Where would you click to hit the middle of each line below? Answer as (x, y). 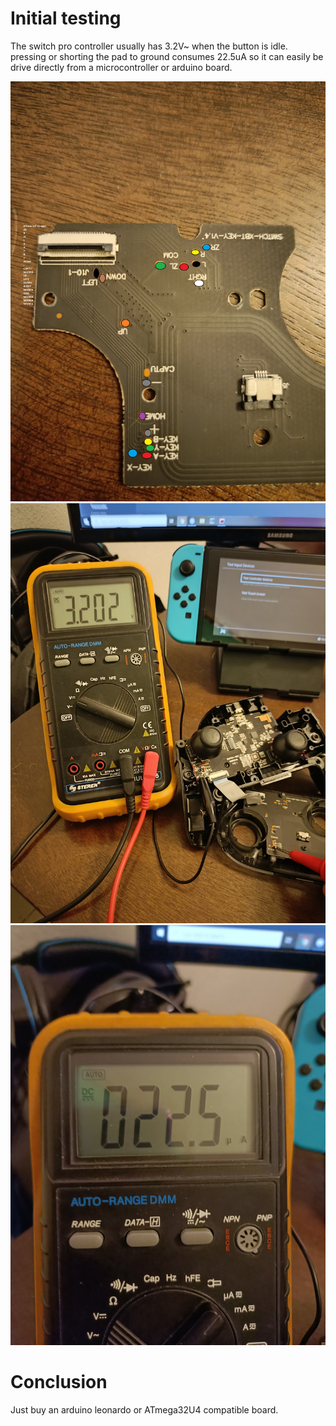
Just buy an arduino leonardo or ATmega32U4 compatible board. (144, 1409)
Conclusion (59, 1382)
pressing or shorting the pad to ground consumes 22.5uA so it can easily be (167, 56)
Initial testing (66, 18)
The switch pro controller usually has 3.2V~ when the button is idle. (149, 46)
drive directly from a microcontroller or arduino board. (121, 67)
